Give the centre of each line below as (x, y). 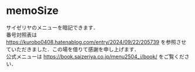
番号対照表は (21, 35)
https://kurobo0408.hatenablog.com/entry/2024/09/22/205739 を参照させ (96, 42)
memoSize (32, 11)
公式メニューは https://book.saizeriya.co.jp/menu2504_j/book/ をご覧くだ (95, 56)
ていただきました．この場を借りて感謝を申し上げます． (73, 49)
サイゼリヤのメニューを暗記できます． (52, 27)
